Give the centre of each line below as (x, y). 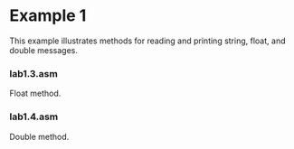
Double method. (39, 136)
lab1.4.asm (34, 116)
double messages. (44, 50)
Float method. (35, 93)
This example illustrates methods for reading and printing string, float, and (147, 41)
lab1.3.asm (34, 73)
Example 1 (48, 16)
